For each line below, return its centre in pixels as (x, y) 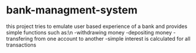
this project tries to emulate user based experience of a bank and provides (97, 26)
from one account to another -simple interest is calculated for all (112, 38)
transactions (21, 45)
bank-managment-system (72, 10)
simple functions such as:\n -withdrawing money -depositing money (89, 32)
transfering (19, 38)
